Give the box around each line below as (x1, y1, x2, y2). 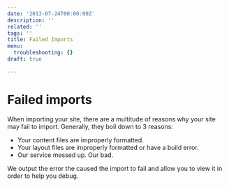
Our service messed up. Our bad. (17, 151, 114, 159)
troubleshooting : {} (13, 50, 73, 57)
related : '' (7, 23, 42, 30)
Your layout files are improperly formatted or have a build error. (17, 143, 199, 151)
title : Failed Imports (7, 36, 73, 43)
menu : (7, 43, 23, 50)
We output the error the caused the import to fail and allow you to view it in (7, 164, 223, 172)
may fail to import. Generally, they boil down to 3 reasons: (7, 122, 173, 130)
